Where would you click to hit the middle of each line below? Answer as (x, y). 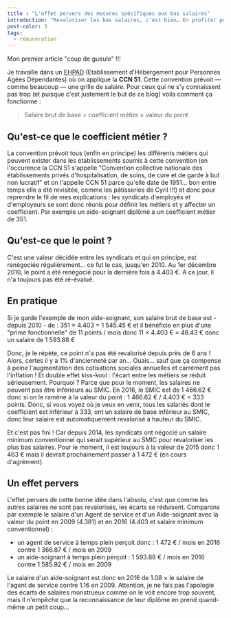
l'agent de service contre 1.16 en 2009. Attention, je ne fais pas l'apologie (111, 585)
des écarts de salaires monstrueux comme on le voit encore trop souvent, (112, 592)
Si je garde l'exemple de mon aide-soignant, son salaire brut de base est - (112, 317)
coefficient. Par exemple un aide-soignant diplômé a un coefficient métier (111, 212)
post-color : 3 (27, 26)
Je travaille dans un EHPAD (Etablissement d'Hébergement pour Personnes (114, 72)
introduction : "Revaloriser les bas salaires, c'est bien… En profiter (112, 20)
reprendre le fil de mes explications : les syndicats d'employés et (99, 197)
